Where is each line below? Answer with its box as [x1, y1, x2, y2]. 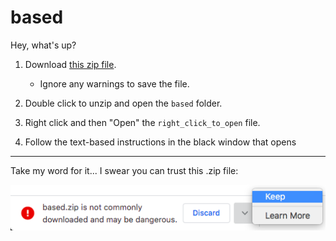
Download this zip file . [24, 58, 117, 70]
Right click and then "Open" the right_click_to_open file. [24, 116, 261, 128]
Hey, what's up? [10, 39, 77, 51]
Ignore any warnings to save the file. [39, 77, 190, 90]
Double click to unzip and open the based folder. [24, 97, 223, 109]
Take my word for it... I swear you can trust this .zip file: [10, 164, 239, 176]
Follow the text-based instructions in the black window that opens [24, 136, 297, 148]
